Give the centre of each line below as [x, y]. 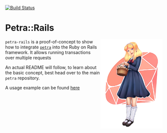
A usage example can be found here [42, 87]
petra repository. [22, 78]
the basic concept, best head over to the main [52, 72]
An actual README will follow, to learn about [51, 67]
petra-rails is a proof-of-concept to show [49, 41]
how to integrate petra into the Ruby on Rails [51, 47]
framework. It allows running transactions [48, 52]
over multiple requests [28, 57]
